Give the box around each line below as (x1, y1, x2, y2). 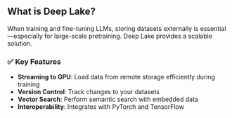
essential (200, 24, 226, 32)
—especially (7, 32, 44, 40)
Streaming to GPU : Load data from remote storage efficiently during (17, 73, 216, 81)
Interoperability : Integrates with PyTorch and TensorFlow (17, 103, 184, 111)
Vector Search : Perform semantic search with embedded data (17, 95, 199, 104)
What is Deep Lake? (7, 6, 96, 18)
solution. (7, 39, 33, 48)
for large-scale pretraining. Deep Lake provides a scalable (44, 32, 213, 40)
